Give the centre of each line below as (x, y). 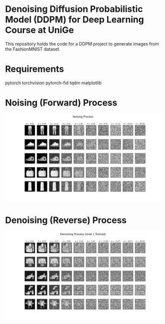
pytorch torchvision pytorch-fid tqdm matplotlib (53, 83)
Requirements (35, 69)
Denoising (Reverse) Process (66, 220)
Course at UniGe (40, 30)
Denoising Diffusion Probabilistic (74, 9)
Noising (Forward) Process (61, 103)
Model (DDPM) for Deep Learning (75, 20)
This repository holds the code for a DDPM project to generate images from (82, 44)
